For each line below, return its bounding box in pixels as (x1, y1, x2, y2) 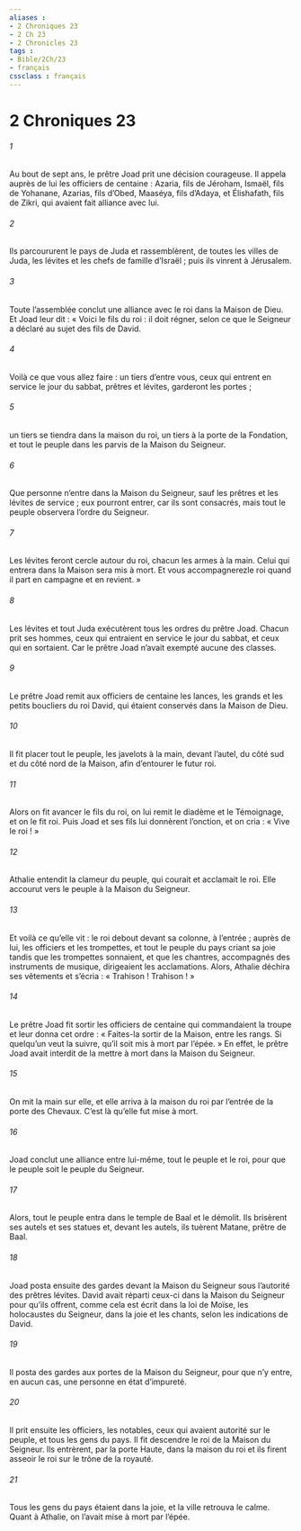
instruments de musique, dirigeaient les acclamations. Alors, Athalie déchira (9, 960, 290, 972)
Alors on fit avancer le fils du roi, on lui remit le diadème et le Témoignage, (9, 806, 285, 817)
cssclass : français (9, 72, 87, 81)
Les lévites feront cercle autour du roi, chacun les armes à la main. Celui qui (9, 555, 290, 566)
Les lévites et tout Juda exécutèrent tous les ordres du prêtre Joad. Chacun (9, 623, 289, 634)
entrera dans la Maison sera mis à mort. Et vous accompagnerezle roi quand (9, 564, 292, 576)
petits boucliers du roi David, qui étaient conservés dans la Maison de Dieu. (9, 699, 289, 711)
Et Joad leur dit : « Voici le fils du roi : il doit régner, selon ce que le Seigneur (9, 313, 292, 324)
